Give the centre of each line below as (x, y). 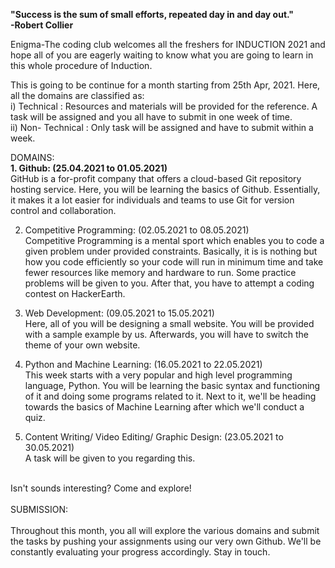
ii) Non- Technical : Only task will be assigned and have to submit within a (162, 127)
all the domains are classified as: (77, 95)
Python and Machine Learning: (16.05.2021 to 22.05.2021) (143, 364)
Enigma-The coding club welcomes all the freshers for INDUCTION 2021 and (168, 44)
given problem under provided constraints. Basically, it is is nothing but (171, 251)
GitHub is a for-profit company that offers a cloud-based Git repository (156, 178)
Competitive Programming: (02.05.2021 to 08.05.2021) (137, 230)
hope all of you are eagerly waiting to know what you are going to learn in (162, 55)
